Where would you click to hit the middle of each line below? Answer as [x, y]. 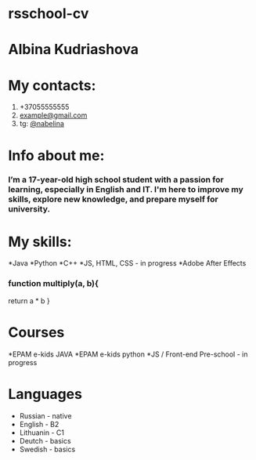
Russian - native [45, 415]
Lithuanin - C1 [42, 433]
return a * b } [29, 301]
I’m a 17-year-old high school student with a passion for [116, 179]
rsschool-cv [49, 14]
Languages [45, 394]
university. [29, 209]
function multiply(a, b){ [54, 284]
